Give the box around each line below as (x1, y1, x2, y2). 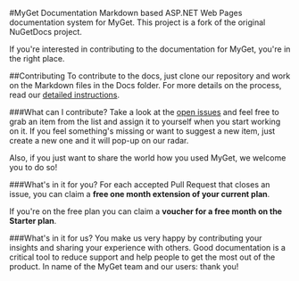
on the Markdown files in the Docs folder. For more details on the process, (9, 80, 282, 90)
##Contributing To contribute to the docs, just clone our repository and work (9, 70, 291, 81)
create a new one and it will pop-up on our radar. (9, 136, 189, 145)
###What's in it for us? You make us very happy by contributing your (9, 233, 262, 244)
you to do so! (9, 162, 58, 172)
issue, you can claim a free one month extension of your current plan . (9, 189, 270, 199)
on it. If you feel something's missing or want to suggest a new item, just (9, 126, 276, 136)
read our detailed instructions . (9, 89, 120, 100)
